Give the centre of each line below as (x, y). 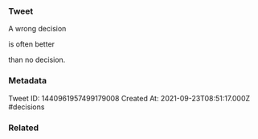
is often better (31, 44)
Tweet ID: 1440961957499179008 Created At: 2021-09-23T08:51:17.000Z (129, 98)
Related (24, 128)
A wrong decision (37, 29)
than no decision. (37, 60)
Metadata (27, 80)
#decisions (27, 107)
